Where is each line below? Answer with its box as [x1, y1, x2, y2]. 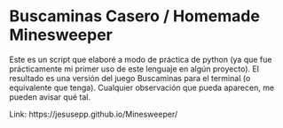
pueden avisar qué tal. [9, 91, 91, 102]
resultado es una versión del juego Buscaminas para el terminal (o [9, 72, 251, 83]
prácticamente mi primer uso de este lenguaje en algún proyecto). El [9, 64, 260, 74]
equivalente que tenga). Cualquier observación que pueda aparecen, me [9, 82, 275, 93]
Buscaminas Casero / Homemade [9, 6, 260, 26]
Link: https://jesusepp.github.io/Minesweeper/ [9, 109, 178, 119]
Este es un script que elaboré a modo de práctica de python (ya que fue [9, 54, 272, 64]
